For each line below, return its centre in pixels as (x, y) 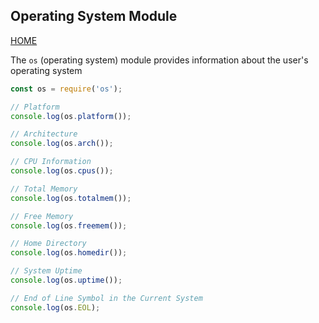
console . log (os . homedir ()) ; (69, 253)
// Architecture (44, 134)
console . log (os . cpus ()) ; (62, 171)
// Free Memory (42, 216)
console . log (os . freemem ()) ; (69, 225)
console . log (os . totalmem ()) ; (71, 198)
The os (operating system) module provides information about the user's (159, 60)
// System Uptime (46, 271)
